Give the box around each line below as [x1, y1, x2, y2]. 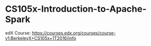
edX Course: [5, 30, 31, 36]
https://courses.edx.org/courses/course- [31, 30, 116, 36]
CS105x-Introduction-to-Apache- [5, 3, 147, 15]
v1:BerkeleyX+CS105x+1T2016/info [5, 35, 76, 41]
